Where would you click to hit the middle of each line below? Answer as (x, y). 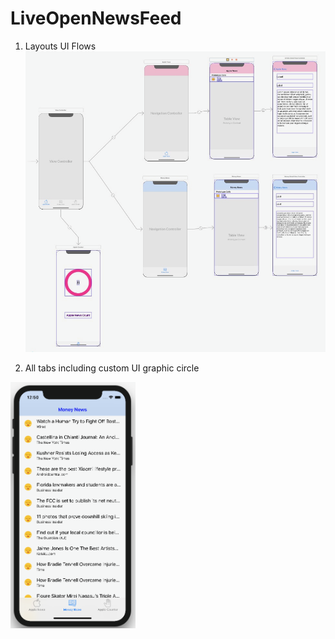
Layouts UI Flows (60, 46)
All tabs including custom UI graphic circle (112, 368)
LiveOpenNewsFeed (96, 18)
